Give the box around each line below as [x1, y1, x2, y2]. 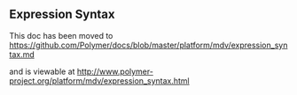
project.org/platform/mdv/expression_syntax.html [9, 75, 190, 86]
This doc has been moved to [9, 30, 113, 40]
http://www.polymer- [76, 66, 153, 77]
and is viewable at [9, 66, 75, 77]
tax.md [9, 48, 35, 60]
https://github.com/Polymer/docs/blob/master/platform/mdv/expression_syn [9, 40, 288, 50]
